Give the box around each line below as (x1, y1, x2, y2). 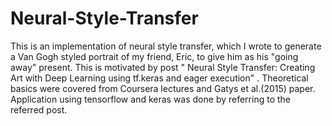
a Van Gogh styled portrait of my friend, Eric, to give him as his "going (10, 50, 299, 62)
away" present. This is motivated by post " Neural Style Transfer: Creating (10, 61, 316, 73)
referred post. (10, 103, 68, 116)
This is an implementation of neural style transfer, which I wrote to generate (10, 40, 322, 52)
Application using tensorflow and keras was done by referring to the (10, 93, 291, 105)
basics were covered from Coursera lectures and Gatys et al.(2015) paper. (10, 82, 316, 94)
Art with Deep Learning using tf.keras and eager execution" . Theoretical (10, 72, 309, 84)
